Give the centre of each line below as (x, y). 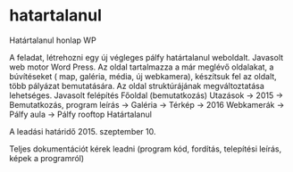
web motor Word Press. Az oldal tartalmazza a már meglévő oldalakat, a (142, 67)
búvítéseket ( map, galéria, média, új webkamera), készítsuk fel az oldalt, (143, 76)
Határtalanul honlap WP (53, 40)
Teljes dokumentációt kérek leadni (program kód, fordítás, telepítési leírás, (146, 149)
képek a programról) (47, 158)
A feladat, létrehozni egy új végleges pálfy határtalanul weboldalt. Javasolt (146, 57)
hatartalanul (56, 16)
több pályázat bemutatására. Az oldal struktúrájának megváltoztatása (137, 86)
